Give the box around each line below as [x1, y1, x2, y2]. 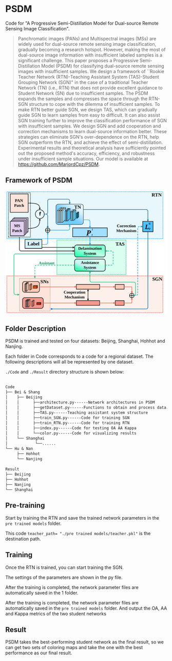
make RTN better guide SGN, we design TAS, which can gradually [17, 106, 158, 113]
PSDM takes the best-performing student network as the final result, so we [5, 639, 164, 645]
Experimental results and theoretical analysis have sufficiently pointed [17, 144, 166, 151]
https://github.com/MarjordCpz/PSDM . [17, 161, 100, 167]
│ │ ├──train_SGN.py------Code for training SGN [5, 415, 130, 420]
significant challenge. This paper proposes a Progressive [17, 57, 139, 63]
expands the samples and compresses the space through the [17, 96, 148, 102]
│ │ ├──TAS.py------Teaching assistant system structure [5, 410, 148, 415]
